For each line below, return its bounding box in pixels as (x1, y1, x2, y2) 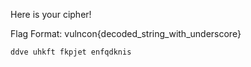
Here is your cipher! (10, 9, 92, 20)
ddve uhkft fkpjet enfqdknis (10, 47, 132, 57)
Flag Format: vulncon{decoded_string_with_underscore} (10, 28, 242, 39)
